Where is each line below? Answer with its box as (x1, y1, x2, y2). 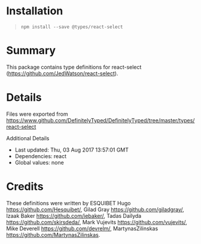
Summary (6, 44, 56, 57)
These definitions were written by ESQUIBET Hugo (6, 199, 131, 206)
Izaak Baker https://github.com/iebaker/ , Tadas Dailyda (6, 212, 142, 219)
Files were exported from (6, 110, 68, 118)
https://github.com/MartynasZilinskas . (6, 231, 100, 238)
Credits (6, 180, 44, 193)
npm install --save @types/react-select (20, 24, 123, 30)
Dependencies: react (14, 152, 67, 159)
